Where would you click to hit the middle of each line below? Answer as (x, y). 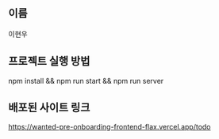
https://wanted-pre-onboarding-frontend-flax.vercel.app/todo (109, 127)
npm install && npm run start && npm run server (86, 81)
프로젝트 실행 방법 (49, 61)
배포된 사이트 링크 (49, 108)
